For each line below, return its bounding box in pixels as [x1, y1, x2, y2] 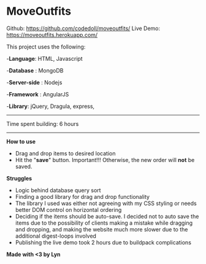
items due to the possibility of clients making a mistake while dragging [15, 219, 193, 227]
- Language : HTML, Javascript [6, 55, 83, 62]
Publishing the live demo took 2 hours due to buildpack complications [15, 238, 192, 246]
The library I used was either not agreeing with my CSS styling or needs [15, 200, 197, 207]
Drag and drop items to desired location [15, 149, 116, 157]
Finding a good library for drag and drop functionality [15, 193, 150, 200]
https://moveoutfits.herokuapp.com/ [6, 31, 98, 38]
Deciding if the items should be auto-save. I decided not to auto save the [15, 212, 199, 220]
